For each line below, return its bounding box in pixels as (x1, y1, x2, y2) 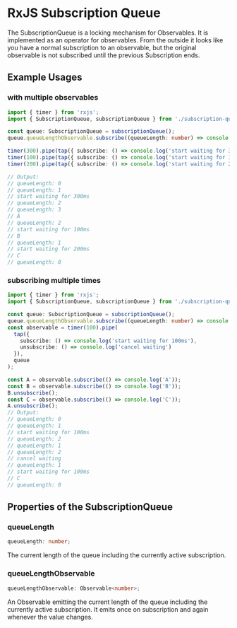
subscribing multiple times (7, 275, 101, 285)
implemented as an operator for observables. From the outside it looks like (7, 35, 224, 44)
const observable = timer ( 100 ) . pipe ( (7, 324, 119, 331)
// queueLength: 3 (7, 207, 61, 214)
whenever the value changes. (7, 612, 93, 621)
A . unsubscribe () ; (7, 402, 59, 409)
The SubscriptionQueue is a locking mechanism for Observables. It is (7, 28, 209, 37)
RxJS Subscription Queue (7, 5, 161, 21)
